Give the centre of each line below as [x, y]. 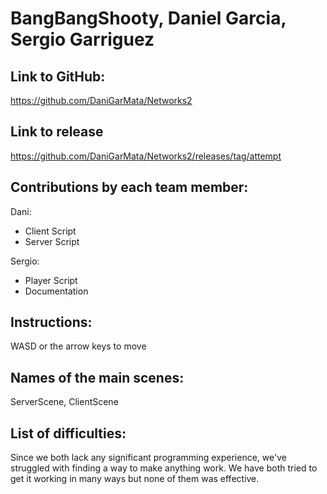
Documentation [56, 291]
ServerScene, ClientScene [64, 402]
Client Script [50, 231]
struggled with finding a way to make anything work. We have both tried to [164, 468]
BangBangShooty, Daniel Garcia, [148, 18]
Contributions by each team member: [129, 187]
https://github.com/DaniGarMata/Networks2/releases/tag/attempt [146, 156]
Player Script [51, 280]
